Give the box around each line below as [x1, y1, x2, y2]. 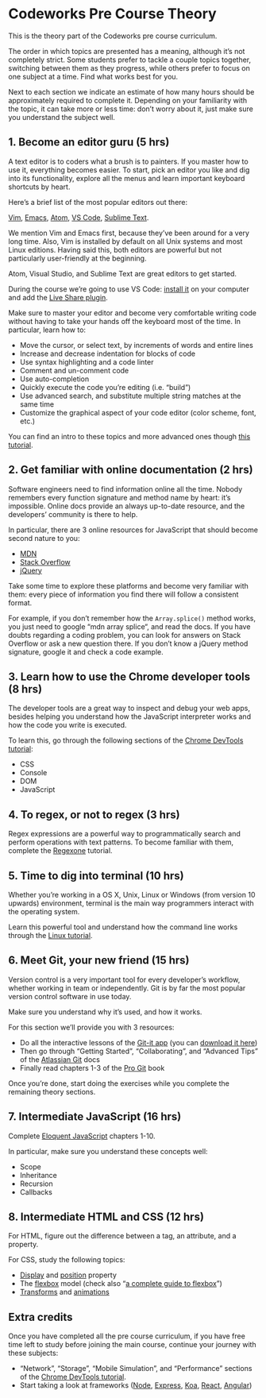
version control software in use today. [8, 991, 132, 1001]
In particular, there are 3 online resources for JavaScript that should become [8, 525, 258, 535]
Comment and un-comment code [19, 365, 129, 375]
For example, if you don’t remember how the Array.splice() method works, [8, 613, 256, 623]
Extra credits [8, 1310, 73, 1323]
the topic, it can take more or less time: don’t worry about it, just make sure [8, 104, 254, 114]
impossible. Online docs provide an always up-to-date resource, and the [8, 501, 245, 511]
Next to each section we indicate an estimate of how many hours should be [8, 87, 255, 96]
